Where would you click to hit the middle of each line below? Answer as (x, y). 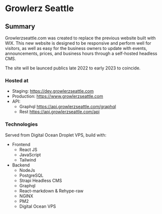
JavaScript (30, 155)
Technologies (21, 124)
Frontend (21, 144)
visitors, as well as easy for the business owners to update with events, (76, 48)
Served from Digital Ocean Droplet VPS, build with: (56, 135)
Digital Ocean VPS (38, 206)
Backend (21, 165)
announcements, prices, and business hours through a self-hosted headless (81, 53)
